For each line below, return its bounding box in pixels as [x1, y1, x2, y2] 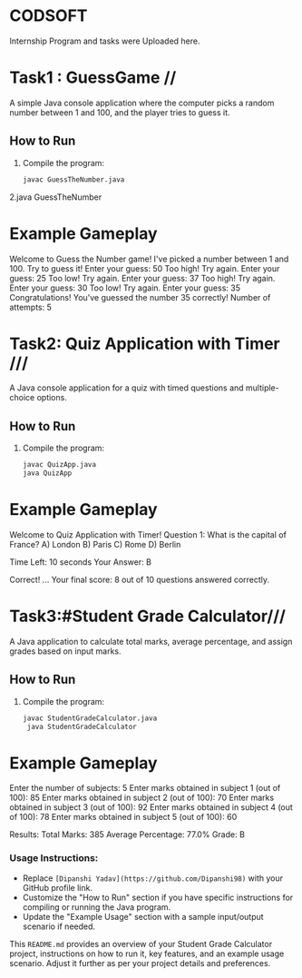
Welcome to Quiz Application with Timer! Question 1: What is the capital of [9, 529, 287, 540]
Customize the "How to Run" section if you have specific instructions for [22, 892, 294, 903]
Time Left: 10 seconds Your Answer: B [9, 556, 152, 568]
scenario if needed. [22, 921, 96, 932]
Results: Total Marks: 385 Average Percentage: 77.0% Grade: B [9, 829, 245, 840]
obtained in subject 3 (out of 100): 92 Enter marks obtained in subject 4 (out [9, 802, 293, 813]
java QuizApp [22, 469, 73, 478]
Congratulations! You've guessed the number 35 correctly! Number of [9, 291, 271, 302]
